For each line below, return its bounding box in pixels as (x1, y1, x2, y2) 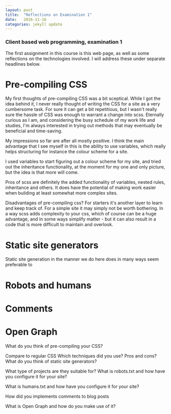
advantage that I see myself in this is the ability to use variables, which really (5, 143, 166, 149)
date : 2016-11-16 (5, 17, 47, 22)
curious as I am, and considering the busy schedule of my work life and (5, 117, 155, 123)
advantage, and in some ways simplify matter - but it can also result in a (5, 216, 156, 222)
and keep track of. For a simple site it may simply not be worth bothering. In (5, 205, 164, 211)
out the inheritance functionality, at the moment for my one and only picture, (5, 164, 165, 170)
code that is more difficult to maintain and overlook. (5, 222, 113, 228)
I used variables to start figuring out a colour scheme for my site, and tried (5, 158, 161, 164)
